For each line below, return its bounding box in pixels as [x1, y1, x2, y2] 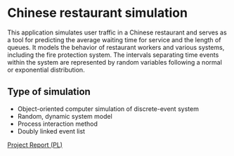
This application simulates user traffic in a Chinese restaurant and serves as [7, 28, 227, 37]
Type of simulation [7, 86, 91, 98]
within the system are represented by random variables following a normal [7, 58, 223, 66]
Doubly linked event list [17, 126, 86, 135]
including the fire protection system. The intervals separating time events [7, 51, 219, 59]
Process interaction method [17, 119, 98, 128]
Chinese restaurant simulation [7, 5, 188, 21]
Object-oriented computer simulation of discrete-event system [17, 104, 199, 113]
